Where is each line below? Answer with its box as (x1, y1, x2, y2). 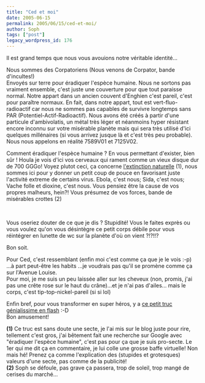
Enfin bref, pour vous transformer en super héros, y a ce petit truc (6, 300, 173, 307)
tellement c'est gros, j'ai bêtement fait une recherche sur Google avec (6, 332, 182, 339)
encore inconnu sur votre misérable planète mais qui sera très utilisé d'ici (6, 125, 191, 132)
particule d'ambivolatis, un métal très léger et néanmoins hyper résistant (6, 118, 189, 126)
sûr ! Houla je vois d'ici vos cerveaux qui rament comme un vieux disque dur (6, 156, 199, 163)
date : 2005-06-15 (6, 15, 51, 21)
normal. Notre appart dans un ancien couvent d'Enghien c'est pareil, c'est (6, 93, 193, 99)
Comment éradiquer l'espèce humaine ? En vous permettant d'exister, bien (6, 150, 195, 157)
